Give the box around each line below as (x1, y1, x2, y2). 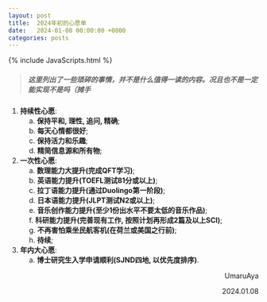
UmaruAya (224, 271, 259, 281)
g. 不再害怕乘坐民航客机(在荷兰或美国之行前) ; (29, 226, 177, 235)
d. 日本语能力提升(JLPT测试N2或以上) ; (29, 196, 156, 205)
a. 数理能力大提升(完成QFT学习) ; (29, 166, 135, 176)
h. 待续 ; (29, 235, 54, 245)
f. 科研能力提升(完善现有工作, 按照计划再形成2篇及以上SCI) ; (29, 215, 222, 225)
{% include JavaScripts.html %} (8, 56, 113, 65)
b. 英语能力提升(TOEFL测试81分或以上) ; (29, 176, 158, 185)
